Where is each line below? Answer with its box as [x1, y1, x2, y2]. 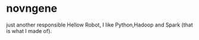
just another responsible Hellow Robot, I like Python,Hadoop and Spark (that [6, 21, 193, 28]
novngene [6, 2, 58, 15]
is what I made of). [6, 27, 52, 34]
